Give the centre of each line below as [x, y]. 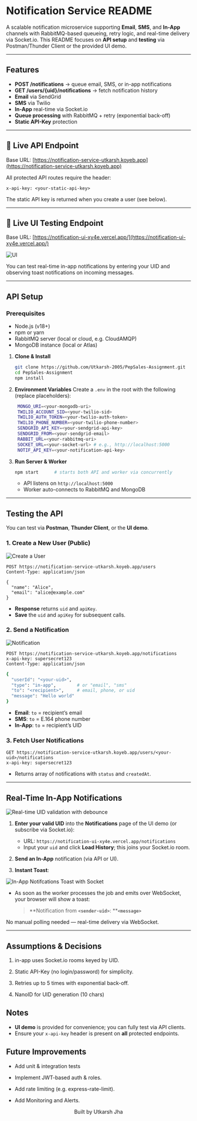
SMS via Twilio [33, 103]
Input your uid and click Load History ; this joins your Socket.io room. [107, 847]
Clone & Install [33, 357]
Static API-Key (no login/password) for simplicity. [74, 972]
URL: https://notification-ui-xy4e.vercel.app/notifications [99, 841]
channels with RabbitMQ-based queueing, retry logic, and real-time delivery [98, 33]
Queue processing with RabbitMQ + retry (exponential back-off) [93, 115]
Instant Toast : [32, 870]
